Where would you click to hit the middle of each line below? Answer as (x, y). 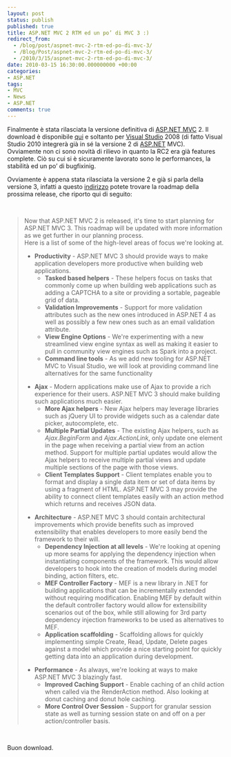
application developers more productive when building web (119, 263)
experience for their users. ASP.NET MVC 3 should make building (127, 394)
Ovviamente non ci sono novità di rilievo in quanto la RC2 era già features (111, 151)
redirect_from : (29, 39)
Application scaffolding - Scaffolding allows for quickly (124, 634)
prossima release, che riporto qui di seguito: (70, 194)
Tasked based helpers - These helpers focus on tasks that (128, 278)
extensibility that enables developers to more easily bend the (121, 532)
